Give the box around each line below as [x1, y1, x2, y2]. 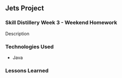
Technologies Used [5, 43, 54, 50]
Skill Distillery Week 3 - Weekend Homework [5, 19, 117, 26]
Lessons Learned [5, 67, 49, 74]
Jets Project [5, 4, 44, 13]
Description [5, 30, 29, 37]
